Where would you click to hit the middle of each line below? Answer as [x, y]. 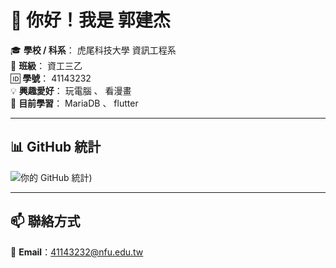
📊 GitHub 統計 [56, 147]
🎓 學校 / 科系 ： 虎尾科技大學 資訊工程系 [93, 50]
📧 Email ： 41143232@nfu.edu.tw [77, 252]
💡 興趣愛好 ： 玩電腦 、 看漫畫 [71, 90]
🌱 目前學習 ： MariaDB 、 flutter [74, 103]
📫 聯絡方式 [45, 221]
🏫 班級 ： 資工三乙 [46, 65]
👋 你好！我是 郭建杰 [90, 20]
